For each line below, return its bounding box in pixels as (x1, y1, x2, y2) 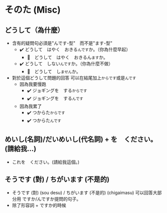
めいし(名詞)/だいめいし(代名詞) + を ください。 (5, 135, 157, 144)
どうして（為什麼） (5, 26, 64, 34)
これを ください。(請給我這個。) (12, 159, 80, 165)
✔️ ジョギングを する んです (27, 95, 83, 101)
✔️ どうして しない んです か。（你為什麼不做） (19, 61, 113, 67)
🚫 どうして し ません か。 (27, 69, 81, 74)
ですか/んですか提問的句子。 (22, 196, 81, 202)
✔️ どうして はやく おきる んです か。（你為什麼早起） (19, 46, 131, 52)
